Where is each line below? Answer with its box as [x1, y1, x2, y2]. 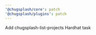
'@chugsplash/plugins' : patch [5, 12, 67, 16]
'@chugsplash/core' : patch [5, 7, 60, 12]
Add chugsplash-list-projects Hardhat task [5, 24, 91, 30]
